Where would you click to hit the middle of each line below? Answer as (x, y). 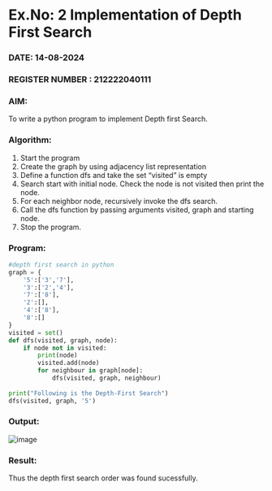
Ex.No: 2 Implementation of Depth (125, 15)
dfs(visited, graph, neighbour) (106, 378)
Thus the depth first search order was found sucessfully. (103, 478)
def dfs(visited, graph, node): (63, 340)
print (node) (58, 355)
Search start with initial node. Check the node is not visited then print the (142, 184)
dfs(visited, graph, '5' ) (52, 401)
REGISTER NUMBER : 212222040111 (80, 80)
